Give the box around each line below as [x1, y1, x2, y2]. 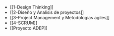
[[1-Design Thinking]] [9, 4, 54, 10]
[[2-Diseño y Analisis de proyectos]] [9, 9, 84, 15]
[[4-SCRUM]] [9, 20, 37, 26]
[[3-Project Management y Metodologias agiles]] [9, 15, 110, 20]
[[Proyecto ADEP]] [9, 25, 48, 31]
